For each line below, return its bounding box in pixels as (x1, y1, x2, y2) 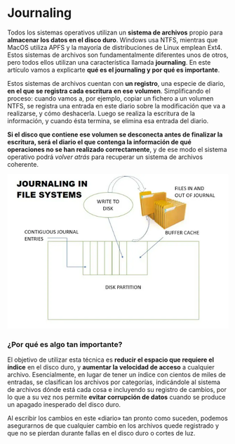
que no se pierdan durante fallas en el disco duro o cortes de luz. (7, 429, 196, 438)
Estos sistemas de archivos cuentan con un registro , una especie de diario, (7, 79, 226, 87)
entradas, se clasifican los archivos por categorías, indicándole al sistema (7, 378, 221, 386)
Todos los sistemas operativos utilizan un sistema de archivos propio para (7, 28, 223, 37)
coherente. (7, 160, 39, 168)
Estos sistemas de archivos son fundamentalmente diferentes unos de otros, (7, 51, 229, 59)
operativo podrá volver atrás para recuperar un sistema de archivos (7, 153, 203, 161)
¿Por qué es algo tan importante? (7, 339, 123, 349)
